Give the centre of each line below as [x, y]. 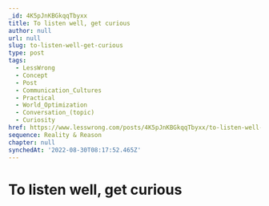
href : [17, 127]
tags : [17, 61]
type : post [26, 53]
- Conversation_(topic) [55, 113]
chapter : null [32, 142]
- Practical [36, 98]
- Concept [32, 75]
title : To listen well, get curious [69, 23]
